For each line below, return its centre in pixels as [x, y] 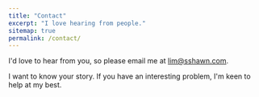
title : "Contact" [38, 16]
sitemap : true [32, 30]
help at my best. [35, 85]
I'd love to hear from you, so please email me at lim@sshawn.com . [118, 61]
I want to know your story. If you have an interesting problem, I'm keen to [130, 76]
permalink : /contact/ [45, 38]
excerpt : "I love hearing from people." [77, 23]
